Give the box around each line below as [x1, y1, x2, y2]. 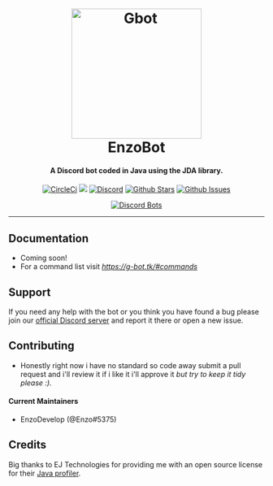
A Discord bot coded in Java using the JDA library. [50, 165, 223, 175]
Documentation [8, 232, 89, 245]
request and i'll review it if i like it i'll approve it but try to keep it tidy [19, 369, 246, 379]
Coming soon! [19, 253, 67, 263]
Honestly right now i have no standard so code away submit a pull [19, 360, 241, 370]
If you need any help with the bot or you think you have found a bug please [8, 307, 260, 317]
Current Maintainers [8, 397, 79, 406]
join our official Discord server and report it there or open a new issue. [8, 315, 244, 325]
